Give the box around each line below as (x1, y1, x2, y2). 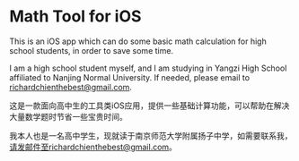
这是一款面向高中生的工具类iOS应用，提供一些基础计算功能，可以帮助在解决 (9, 100, 290, 111)
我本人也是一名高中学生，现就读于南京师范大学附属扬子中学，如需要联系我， (9, 130, 293, 140)
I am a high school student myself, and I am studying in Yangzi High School (9, 63, 287, 73)
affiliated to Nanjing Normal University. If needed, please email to (9, 72, 250, 82)
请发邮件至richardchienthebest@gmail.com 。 (9, 141, 178, 152)
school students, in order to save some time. (9, 45, 173, 55)
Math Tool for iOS (9, 6, 142, 27)
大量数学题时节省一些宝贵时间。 (9, 111, 128, 122)
